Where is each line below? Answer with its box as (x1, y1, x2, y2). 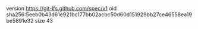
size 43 (34, 17, 54, 24)
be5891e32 (6, 17, 34, 24)
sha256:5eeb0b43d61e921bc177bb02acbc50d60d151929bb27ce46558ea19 (6, 11, 192, 18)
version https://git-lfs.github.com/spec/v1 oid (6, 5, 117, 12)
